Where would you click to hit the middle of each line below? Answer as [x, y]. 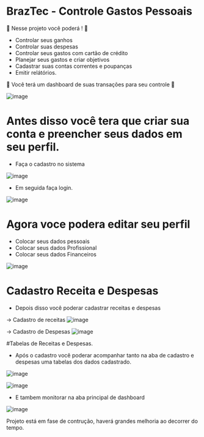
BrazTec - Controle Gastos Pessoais [99, 11]
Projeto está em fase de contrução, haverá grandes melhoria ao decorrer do [102, 421]
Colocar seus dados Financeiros [56, 254]
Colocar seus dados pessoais [52, 241]
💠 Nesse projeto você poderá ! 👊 [47, 28]
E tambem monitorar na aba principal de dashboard [80, 397]
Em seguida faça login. [44, 187]
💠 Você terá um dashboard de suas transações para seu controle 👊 [91, 84]
